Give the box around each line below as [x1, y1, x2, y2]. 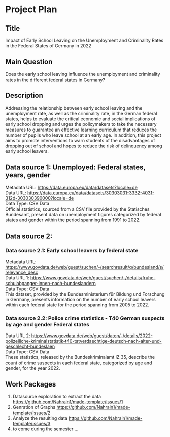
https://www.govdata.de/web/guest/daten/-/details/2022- [31, 332, 153, 339]
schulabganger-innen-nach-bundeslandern [5, 280, 96, 287]
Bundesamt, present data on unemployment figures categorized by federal [5, 212, 161, 218]
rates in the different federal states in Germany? [5, 76, 106, 83]
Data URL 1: [5, 275, 29, 281]
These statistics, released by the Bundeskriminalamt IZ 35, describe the [5, 354, 155, 361]
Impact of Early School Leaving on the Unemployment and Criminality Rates [5, 37, 164, 43]
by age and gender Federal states [5, 321, 90, 328]
